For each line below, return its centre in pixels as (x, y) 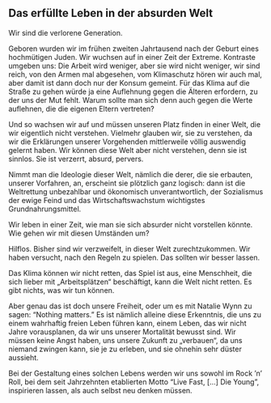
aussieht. (23, 357)
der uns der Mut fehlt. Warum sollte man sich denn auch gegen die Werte (131, 100)
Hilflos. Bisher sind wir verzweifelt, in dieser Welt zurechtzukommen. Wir (129, 248)
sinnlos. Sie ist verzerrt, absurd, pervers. (76, 159)
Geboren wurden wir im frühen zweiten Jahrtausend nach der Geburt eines (133, 49)
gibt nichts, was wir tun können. (61, 290)
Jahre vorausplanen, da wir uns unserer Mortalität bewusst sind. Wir (122, 332)
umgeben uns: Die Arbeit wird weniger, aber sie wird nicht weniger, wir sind (134, 66)
